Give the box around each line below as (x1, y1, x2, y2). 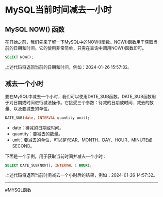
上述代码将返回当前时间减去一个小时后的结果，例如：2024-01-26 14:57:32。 (5, 172, 158, 178)
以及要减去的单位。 (13, 105, 52, 112)
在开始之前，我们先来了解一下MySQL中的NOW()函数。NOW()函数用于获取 (5, 39, 154, 45)
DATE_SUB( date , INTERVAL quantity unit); (5, 115, 90, 120)
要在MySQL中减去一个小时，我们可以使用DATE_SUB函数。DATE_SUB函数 (5, 93, 152, 99)
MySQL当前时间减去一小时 (5, 4, 112, 16)
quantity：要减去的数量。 (12, 131, 63, 136)
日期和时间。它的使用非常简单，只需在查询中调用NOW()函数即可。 (13, 45, 147, 51)
